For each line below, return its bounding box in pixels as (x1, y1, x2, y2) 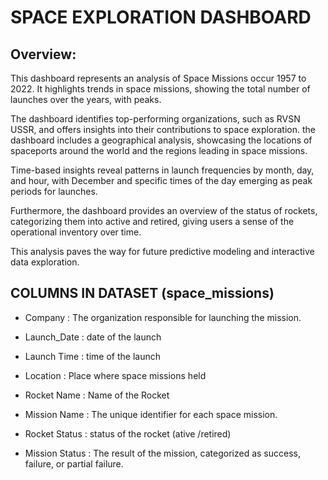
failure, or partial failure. (24, 457, 124, 470)
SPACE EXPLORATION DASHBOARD (10, 6, 312, 29)
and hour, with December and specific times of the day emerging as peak (10, 175, 313, 186)
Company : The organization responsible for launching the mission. (24, 311, 302, 323)
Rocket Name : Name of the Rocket (24, 389, 170, 401)
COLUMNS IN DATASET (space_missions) (10, 285, 275, 302)
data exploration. (10, 256, 80, 268)
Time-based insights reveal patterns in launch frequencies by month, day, (10, 164, 315, 176)
